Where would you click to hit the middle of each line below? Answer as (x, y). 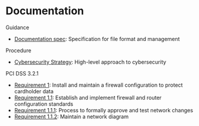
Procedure (18, 50)
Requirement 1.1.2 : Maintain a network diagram (71, 116)
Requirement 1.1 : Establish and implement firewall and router (88, 97)
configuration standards (44, 104)
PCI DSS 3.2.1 (22, 73)
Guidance (17, 27)
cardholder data (34, 91)
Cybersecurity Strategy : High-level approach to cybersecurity (90, 62)
